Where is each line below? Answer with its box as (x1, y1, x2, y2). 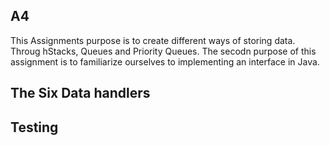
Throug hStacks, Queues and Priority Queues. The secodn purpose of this (10, 45, 317, 57)
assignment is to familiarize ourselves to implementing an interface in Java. (10, 55, 320, 68)
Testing (10, 119, 59, 136)
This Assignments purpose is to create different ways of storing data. (10, 34, 296, 46)
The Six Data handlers (10, 85, 151, 102)
